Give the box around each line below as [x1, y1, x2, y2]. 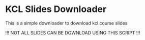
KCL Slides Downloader [5, 3, 107, 15]
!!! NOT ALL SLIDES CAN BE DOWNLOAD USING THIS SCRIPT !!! [5, 29, 140, 35]
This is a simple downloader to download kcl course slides [5, 20, 128, 26]
